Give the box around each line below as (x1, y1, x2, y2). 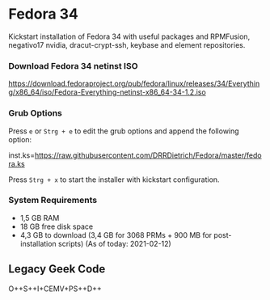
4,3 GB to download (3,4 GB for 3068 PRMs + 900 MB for (19, 230, 213, 239)
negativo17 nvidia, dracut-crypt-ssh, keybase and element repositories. (8, 40, 246, 49)
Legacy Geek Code (8, 262, 106, 276)
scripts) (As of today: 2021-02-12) (57, 239, 171, 248)
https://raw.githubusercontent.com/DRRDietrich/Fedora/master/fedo (35, 150, 262, 160)
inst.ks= (8, 150, 36, 160)
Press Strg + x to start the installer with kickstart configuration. (8, 175, 220, 184)
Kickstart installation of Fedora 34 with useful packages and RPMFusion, (8, 32, 251, 41)
